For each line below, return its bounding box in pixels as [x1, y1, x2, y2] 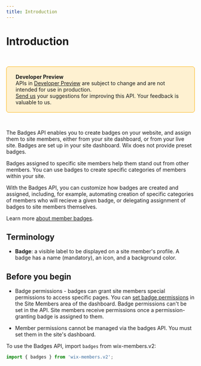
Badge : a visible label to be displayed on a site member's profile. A [14, 248, 179, 255]
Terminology [6, 232, 55, 242]
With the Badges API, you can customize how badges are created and [6, 184, 179, 191]
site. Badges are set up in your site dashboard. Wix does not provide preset [6, 141, 192, 149]
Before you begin [6, 271, 72, 282]
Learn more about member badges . [6, 214, 94, 222]
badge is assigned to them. [36, 313, 104, 320]
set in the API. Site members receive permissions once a [14, 307, 154, 314]
